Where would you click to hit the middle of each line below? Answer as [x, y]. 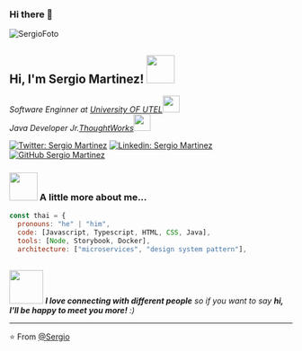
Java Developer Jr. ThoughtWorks [72, 128]
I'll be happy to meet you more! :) [72, 310]
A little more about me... [93, 197]
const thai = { [38, 216]
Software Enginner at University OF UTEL [86, 110]
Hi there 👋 [31, 14]
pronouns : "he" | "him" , [64, 224]
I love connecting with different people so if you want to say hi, [164, 301]
